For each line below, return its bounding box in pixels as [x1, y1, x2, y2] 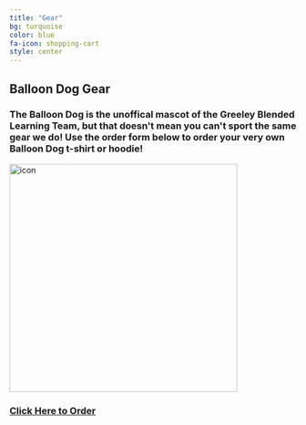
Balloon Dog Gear [9, 81, 111, 97]
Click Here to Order [9, 404, 97, 417]
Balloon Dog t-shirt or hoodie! [9, 142, 144, 155]
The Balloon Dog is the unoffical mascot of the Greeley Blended [9, 109, 295, 121]
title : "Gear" [9, 13, 64, 23]
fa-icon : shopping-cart [9, 38, 100, 48]
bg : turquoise [9, 22, 64, 31]
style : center [9, 47, 64, 57]
